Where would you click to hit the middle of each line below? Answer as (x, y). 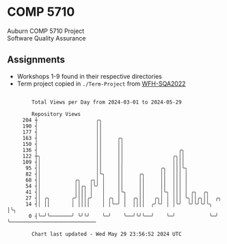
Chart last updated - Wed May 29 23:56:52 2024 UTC (107, 234)
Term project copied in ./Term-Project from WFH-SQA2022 (101, 84)
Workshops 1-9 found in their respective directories (89, 76)
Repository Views (56, 114)
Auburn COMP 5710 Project (46, 31)
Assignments (36, 60)
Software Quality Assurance (46, 38)
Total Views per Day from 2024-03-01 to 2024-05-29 (107, 102)
